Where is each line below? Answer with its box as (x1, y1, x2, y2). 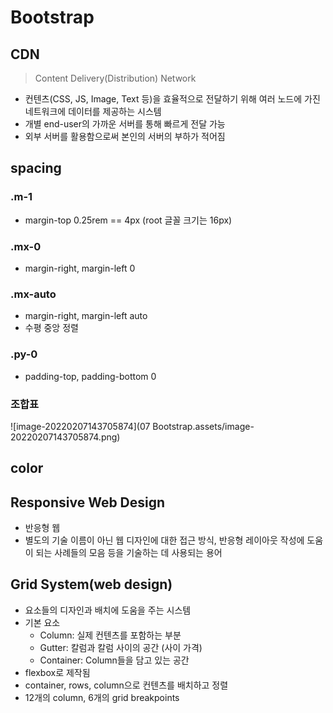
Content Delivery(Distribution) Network (34, 72, 197, 84)
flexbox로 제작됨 (24, 666, 91, 678)
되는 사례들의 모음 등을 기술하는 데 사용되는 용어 (35, 547, 223, 559)
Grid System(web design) (10, 576, 173, 593)
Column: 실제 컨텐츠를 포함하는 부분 (39, 629, 182, 641)
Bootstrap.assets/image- (152, 420, 255, 432)
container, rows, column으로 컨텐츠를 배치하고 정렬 (24, 679, 229, 691)
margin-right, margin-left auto (24, 310, 148, 322)
